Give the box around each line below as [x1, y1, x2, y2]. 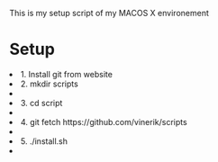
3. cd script [21, 97, 63, 108]
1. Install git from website [21, 68, 113, 79]
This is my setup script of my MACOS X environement [9, 8, 209, 18]
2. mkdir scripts [21, 78, 78, 89]
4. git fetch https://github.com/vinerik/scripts [21, 116, 187, 127]
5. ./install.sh [21, 135, 68, 147]
